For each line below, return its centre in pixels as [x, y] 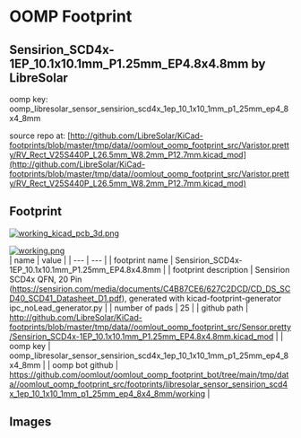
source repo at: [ [40, 136]
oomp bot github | [86, 364]
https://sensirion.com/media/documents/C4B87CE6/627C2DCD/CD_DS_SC [151, 288]
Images [30, 422]
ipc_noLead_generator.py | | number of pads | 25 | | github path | [129, 308]
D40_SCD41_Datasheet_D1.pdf [66, 298]
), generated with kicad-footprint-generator [202, 298]
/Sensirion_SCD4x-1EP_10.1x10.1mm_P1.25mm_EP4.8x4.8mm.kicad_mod [142, 336]
